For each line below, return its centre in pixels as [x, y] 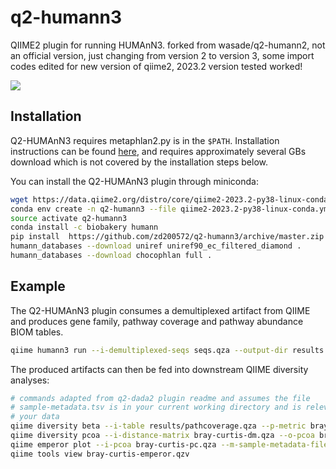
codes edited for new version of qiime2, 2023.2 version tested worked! [156, 66]
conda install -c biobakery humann [84, 227]
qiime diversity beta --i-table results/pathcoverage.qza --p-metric [158, 426]
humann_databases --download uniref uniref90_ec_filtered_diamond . [156, 246]
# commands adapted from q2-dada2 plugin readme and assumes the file [160, 398]
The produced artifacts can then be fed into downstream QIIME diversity [159, 369]
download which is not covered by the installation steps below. [139, 162]
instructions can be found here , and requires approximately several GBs [158, 151]
